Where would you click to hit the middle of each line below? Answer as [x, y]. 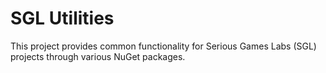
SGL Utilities [62, 18]
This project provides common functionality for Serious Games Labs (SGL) [163, 46]
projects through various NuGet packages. [98, 56]
